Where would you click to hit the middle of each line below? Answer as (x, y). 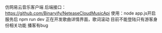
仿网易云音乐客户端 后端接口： (36, 7)
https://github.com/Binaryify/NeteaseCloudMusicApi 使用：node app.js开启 (81, 13)
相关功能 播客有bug (29, 25)
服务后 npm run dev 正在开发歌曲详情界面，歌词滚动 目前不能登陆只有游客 (79, 19)
